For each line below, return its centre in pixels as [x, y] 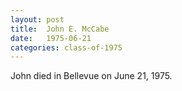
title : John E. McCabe [60, 29]
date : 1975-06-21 [51, 38]
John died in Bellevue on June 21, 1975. [91, 76]
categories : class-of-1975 [66, 47]
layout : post [37, 19]
